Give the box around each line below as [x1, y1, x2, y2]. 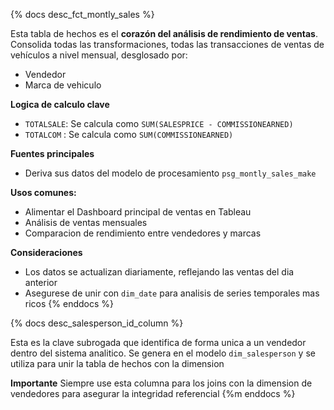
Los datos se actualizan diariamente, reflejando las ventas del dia [24, 266, 295, 278]
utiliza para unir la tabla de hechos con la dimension [10, 358, 225, 369]
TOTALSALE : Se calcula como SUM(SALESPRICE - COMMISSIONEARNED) [24, 118, 294, 129]
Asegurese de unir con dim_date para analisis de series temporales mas [24, 287, 320, 299]
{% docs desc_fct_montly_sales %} [10, 9, 155, 20]
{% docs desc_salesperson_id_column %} [10, 317, 184, 329]
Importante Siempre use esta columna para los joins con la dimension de [10, 377, 313, 389]
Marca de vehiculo [24, 79, 102, 91]
